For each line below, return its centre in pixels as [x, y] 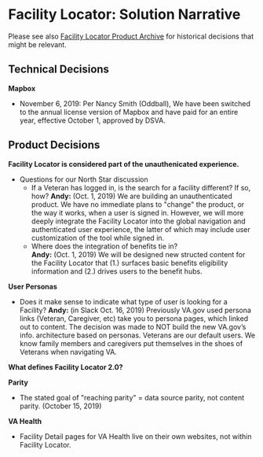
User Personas [33, 286]
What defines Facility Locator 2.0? [66, 367]
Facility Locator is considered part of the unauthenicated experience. [124, 164]
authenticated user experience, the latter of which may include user [141, 229]
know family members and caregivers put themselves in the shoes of [131, 343]
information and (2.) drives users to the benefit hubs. [117, 271]
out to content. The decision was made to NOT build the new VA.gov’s [133, 326]
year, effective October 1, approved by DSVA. [93, 120]
